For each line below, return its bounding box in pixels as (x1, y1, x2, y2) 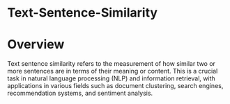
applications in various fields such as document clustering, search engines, (7, 82, 224, 90)
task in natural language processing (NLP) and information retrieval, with (7, 74, 216, 83)
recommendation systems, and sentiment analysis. (7, 89, 153, 98)
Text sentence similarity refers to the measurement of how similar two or (7, 60, 216, 68)
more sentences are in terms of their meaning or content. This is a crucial (7, 67, 218, 76)
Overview (7, 37, 65, 53)
